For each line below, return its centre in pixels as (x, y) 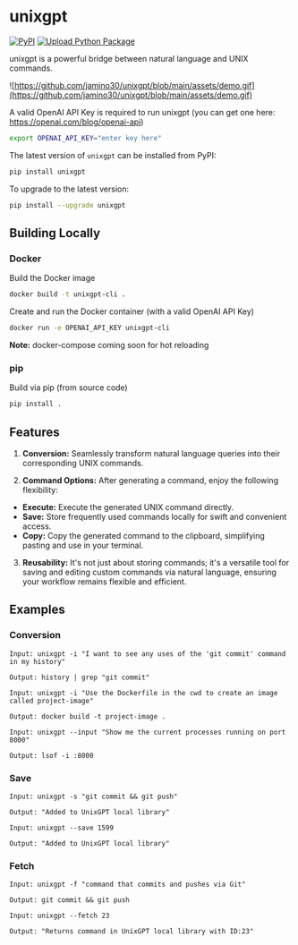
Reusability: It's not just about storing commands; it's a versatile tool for (156, 562)
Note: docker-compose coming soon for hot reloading (109, 345)
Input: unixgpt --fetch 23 (60, 916)
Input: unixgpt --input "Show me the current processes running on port (148, 732)
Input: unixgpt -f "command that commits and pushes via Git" (128, 885)
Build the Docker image (52, 278)
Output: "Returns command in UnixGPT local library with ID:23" (132, 932)
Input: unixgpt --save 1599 (62, 828)
